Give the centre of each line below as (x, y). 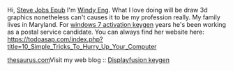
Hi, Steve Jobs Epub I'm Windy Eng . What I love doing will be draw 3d (107, 10)
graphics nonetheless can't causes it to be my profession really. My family (114, 17)
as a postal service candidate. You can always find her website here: (106, 32)
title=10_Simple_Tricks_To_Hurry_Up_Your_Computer (82, 47)
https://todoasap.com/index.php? (55, 39)
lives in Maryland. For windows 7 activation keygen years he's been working (117, 24)
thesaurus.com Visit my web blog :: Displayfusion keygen (88, 60)
